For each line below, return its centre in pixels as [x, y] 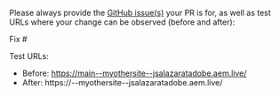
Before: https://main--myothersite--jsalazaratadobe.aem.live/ [134, 73]
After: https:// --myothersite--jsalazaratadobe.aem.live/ [122, 82]
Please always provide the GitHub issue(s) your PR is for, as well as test [140, 13]
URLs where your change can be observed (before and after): [122, 22]
